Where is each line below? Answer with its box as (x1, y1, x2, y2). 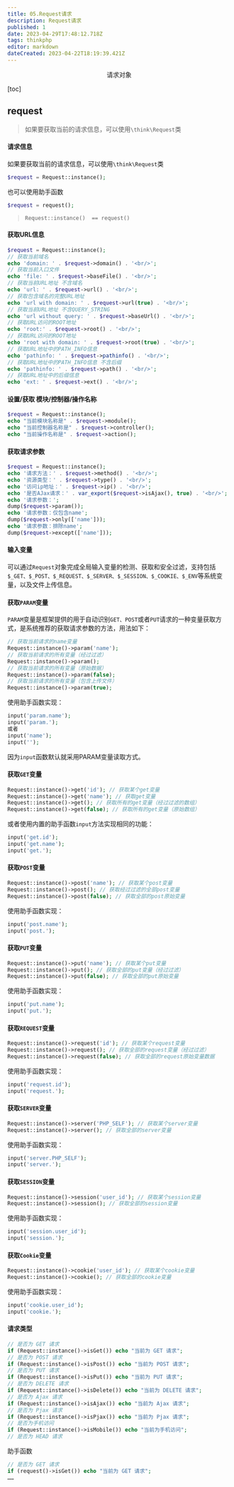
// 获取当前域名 (7, 253, 49, 260)
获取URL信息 (7, 230, 45, 239)
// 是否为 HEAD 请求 (7, 1433, 62, 1440)
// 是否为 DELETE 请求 (7, 1380, 69, 1388)
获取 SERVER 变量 (7, 1104, 52, 1112)
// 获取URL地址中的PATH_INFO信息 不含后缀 (7, 359, 122, 366)
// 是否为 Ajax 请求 (7, 1393, 62, 1400)
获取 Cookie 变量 (7, 1251, 52, 1259)
